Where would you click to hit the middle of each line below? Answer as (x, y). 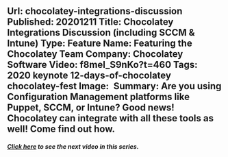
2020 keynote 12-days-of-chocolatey (89, 76)
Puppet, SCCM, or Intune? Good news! (91, 108)
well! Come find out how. (61, 129)
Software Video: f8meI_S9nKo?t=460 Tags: (102, 65)
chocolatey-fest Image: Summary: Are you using (114, 86)
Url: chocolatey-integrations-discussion (95, 11)
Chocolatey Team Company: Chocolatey (95, 54)
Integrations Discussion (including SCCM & (101, 33)
